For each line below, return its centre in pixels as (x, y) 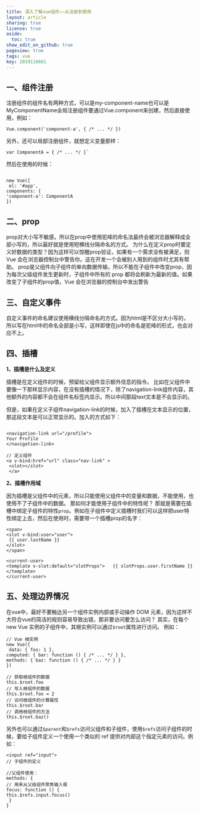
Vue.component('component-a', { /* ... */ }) (63, 129)
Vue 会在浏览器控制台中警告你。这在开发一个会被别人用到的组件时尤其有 (95, 259)
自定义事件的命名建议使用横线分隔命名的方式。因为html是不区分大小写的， (98, 318)
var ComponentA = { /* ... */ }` (48, 152)
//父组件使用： (22, 773)
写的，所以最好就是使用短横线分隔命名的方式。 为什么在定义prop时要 (101, 244)
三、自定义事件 (34, 302)
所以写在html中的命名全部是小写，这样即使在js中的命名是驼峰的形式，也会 (97, 325)
